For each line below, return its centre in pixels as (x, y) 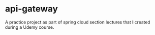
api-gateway (31, 9)
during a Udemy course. (30, 27)
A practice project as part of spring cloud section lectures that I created (78, 22)
